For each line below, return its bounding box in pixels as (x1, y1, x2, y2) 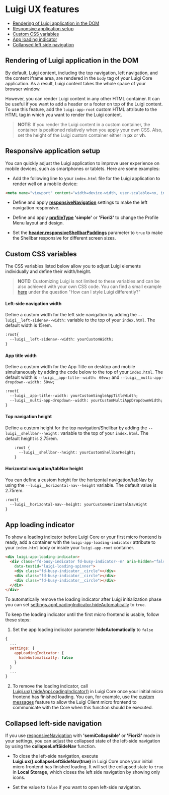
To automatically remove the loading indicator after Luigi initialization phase (5, 596, 162, 602)
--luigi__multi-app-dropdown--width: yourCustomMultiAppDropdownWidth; (10, 398, 163, 403)
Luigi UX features (5, 4, 79, 15)
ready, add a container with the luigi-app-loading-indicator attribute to (5, 539, 156, 545)
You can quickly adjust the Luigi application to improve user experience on (5, 160, 160, 166)
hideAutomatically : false (18, 655, 73, 660)
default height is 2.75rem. (5, 435, 58, 441)
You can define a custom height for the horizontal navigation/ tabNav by (5, 477, 153, 483)
